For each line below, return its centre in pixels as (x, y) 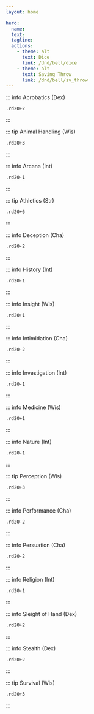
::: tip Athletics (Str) (30, 201)
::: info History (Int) (29, 269)
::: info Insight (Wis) (30, 304)
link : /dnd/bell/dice (49, 63)
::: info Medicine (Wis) (34, 407)
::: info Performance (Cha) (38, 511)
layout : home (22, 12)
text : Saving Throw (46, 74)
